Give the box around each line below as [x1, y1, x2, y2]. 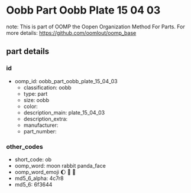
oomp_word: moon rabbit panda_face [14, 162, 106, 169]
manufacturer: [23, 122, 59, 129]
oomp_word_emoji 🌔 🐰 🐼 [14, 168, 76, 175]
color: [23, 103, 38, 110]
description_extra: [23, 115, 68, 122]
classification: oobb [23, 84, 72, 91]
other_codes [6, 142, 43, 151]
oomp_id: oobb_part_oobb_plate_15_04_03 [14, 77, 118, 84]
